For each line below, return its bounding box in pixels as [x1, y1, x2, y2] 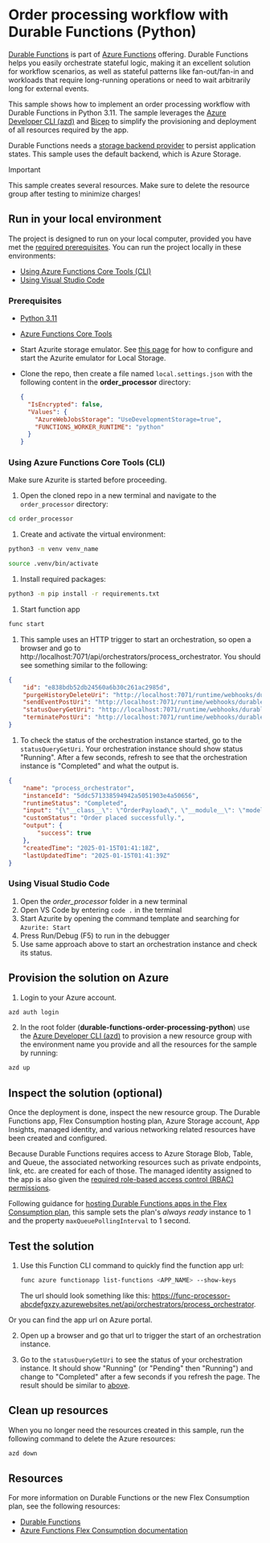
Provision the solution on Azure [8, 971, 170, 985]
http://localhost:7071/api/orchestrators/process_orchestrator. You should [19, 651, 261, 662]
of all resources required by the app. [8, 125, 129, 135]
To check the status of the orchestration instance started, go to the [19, 735, 243, 745]
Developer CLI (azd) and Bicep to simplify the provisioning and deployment [8, 116, 257, 126]
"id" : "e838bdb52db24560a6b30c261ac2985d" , [22, 683, 171, 691]
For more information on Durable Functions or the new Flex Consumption [8, 1493, 250, 1503]
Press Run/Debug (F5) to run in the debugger [19, 931, 170, 940]
